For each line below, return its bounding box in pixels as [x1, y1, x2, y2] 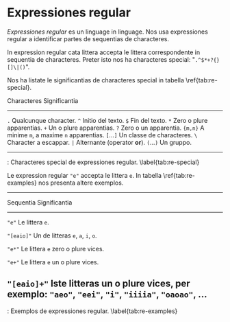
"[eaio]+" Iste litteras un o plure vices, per [7, 278, 190, 290]
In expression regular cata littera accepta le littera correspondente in [7, 48, 201, 56]
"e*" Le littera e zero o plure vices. [7, 244, 105, 253]
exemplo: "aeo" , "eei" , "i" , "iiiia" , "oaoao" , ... [7, 288, 207, 300]
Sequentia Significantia [7, 198, 73, 207]
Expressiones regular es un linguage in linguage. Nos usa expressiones [7, 27, 209, 36]
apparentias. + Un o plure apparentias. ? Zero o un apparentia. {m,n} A [7, 124, 205, 132]
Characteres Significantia [7, 96, 79, 104]
